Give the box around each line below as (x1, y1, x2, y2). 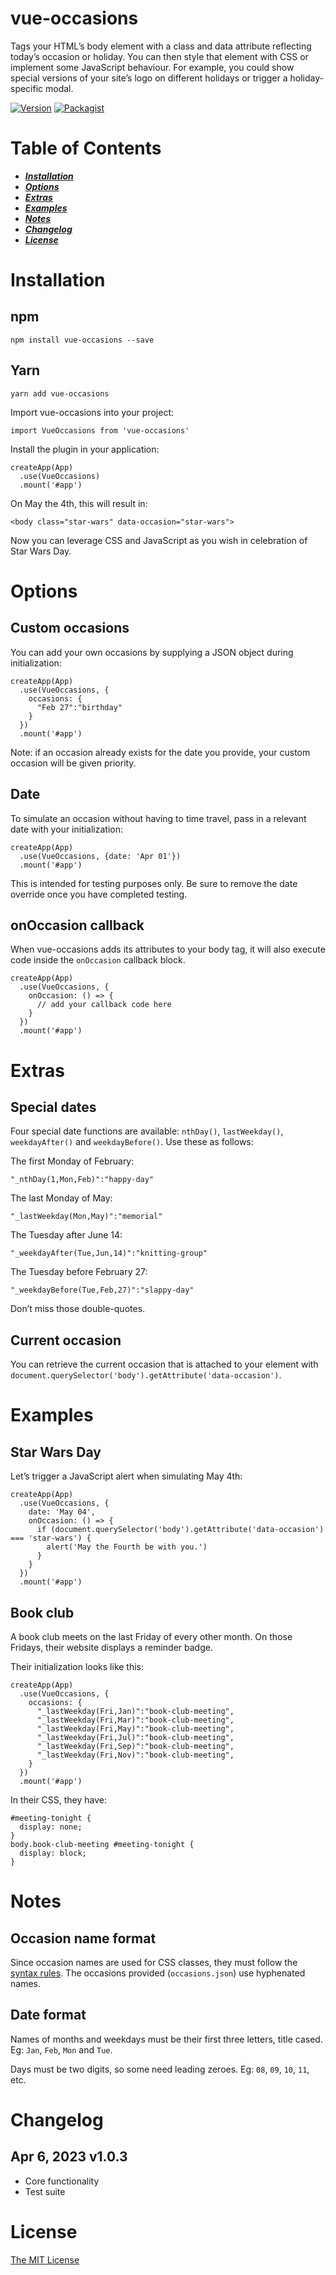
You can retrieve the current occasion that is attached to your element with (10, 1358, 319, 1371)
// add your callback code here (36, 1000, 172, 1010)
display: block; (19, 1848, 87, 1858)
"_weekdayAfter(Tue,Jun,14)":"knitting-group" (10, 1248, 208, 1259)
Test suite (24, 2185, 66, 2197)
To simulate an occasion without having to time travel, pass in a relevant (10, 812, 307, 824)
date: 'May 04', (28, 1507, 97, 1517)
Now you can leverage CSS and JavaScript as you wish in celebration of (10, 534, 308, 546)
